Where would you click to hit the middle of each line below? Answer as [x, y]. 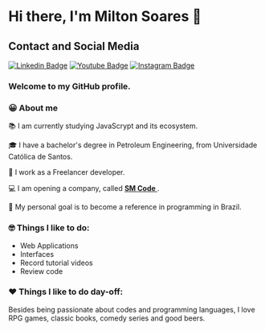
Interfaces [37, 254]
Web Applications [49, 246]
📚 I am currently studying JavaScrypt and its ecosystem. [103, 126]
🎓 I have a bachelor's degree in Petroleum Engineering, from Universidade [133, 145]
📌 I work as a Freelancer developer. [67, 172]
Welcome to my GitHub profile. [69, 86]
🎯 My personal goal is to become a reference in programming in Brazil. [125, 207]
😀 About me [33, 108]
